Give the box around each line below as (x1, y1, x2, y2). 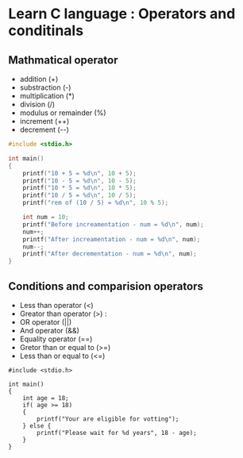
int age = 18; (22, 394, 69, 402)
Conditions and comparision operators (8, 279, 204, 293)
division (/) (19, 100, 56, 109)
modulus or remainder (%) (19, 108, 106, 117)
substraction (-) (19, 83, 71, 92)
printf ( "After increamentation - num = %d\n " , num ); (22, 235, 201, 243)
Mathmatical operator (8, 53, 118, 67)
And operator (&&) (19, 325, 79, 335)
